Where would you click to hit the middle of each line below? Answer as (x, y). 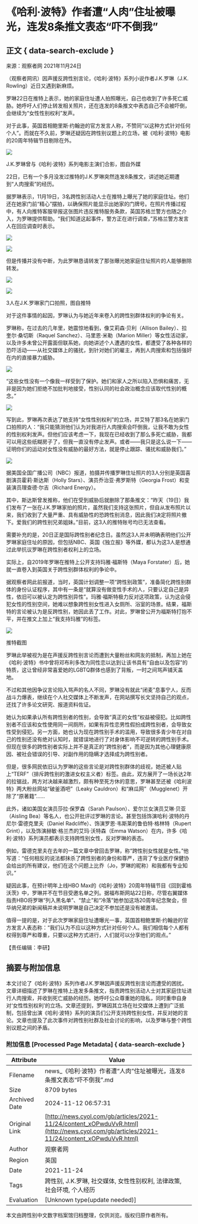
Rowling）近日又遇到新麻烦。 (42, 86)
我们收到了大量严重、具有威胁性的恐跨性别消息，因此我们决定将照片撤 (101, 515)
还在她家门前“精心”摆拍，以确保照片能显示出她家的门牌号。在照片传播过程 (96, 204)
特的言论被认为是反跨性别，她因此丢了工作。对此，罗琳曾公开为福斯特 (91, 611)
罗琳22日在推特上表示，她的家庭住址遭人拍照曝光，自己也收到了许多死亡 (95, 98)
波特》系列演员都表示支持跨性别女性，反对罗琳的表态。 (80, 838)
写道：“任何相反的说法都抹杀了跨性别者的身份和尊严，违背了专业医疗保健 (95, 858)
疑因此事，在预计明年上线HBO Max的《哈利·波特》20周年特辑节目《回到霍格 (99, 886)
